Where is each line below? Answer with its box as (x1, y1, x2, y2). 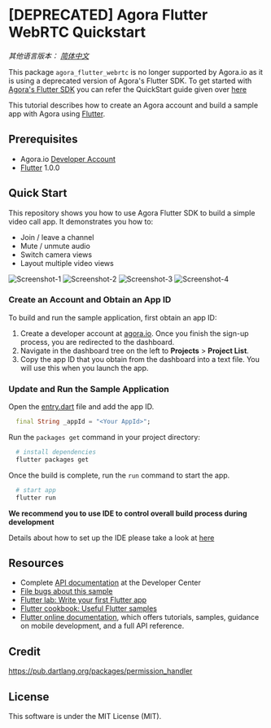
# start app (15, 486, 57, 494)
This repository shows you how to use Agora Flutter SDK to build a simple (8, 207, 256, 217)
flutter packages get (15, 456, 90, 464)
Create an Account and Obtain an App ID (8, 294, 172, 306)
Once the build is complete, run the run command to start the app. (8, 470, 230, 480)
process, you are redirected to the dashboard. (20, 337, 175, 347)
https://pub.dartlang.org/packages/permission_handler (8, 666, 193, 676)
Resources (8, 556, 64, 570)
